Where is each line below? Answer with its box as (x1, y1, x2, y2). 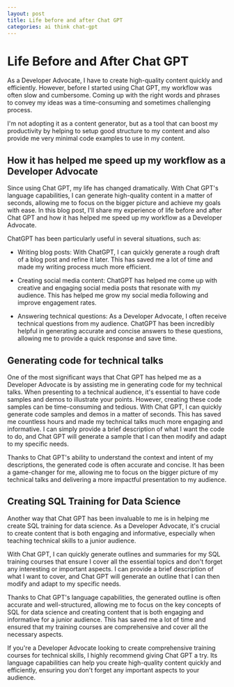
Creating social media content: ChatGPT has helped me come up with (17, 276, 218, 285)
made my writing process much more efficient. (17, 263, 152, 271)
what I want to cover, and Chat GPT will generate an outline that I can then (7, 572, 221, 580)
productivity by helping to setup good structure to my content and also (7, 127, 210, 135)
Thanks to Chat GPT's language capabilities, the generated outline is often (7, 593, 221, 601)
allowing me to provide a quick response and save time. (17, 334, 178, 342)
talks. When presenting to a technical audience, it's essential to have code (7, 388, 221, 396)
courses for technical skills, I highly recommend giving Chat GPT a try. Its (7, 651, 218, 659)
